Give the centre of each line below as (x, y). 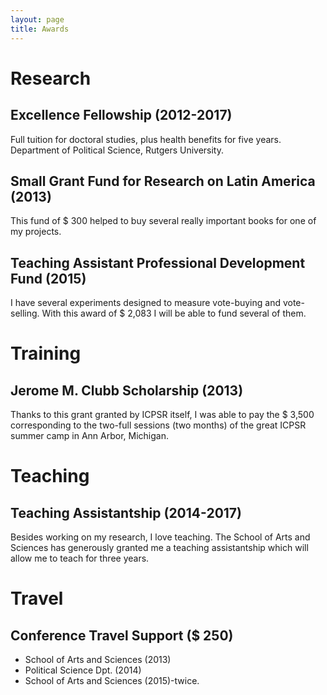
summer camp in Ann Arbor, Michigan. (90, 436)
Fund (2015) (48, 278)
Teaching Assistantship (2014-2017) (126, 512)
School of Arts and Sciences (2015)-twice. (112, 681)
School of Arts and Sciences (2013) (98, 660)
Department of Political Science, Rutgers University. (117, 150)
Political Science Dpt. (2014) (83, 670)
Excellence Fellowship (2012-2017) (121, 115)
